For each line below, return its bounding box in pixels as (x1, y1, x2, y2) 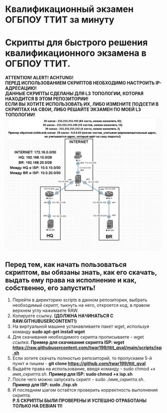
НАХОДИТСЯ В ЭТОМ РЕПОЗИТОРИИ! (5, 96, 88, 102)
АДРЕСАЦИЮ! (5, 85, 37, 91)
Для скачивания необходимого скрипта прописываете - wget (12, 334, 144, 340)
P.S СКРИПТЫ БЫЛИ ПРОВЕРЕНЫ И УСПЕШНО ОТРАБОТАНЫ (12, 398, 147, 404)
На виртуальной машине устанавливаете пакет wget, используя (12, 323, 149, 330)
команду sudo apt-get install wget (12, 329, 85, 335)
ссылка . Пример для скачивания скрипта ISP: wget (12, 339, 125, 345)
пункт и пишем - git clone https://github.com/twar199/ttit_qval (12, 361, 146, 367)
